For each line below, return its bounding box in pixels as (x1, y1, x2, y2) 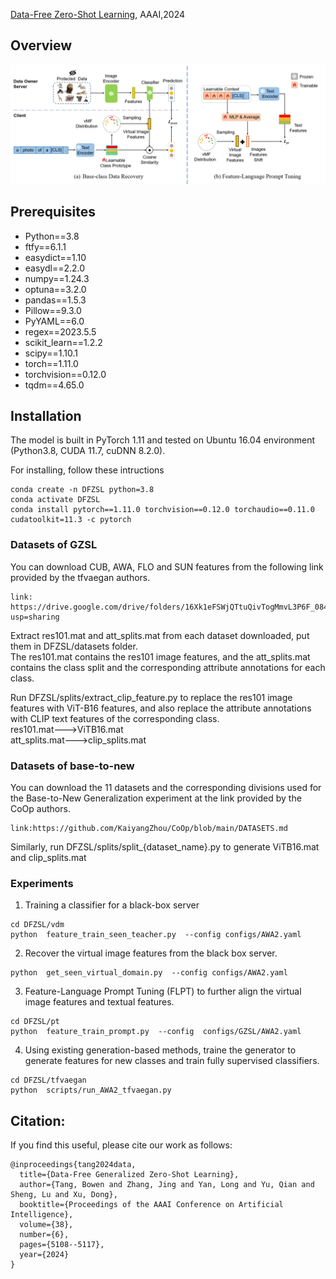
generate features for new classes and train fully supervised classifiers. (24, 1055, 320, 1067)
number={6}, (19, 1230, 70, 1240)
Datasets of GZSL (10, 538, 98, 552)
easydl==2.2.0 (24, 262, 86, 274)
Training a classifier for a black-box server (24, 899, 200, 911)
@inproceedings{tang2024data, (10, 1160, 137, 1170)
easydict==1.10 (24, 251, 87, 263)
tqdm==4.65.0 (24, 379, 85, 391)
